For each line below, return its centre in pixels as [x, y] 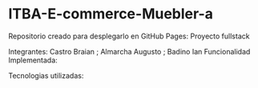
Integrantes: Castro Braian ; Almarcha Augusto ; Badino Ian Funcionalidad [129, 51]
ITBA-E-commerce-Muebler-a [111, 14]
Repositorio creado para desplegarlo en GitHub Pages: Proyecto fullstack [129, 36]
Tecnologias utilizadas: [46, 75]
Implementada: [33, 60]
